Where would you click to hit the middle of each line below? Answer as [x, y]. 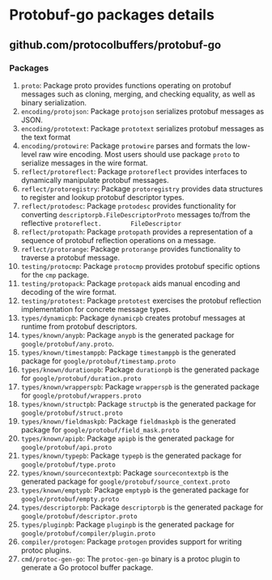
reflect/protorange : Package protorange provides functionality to [131, 249]
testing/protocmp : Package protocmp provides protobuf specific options [140, 266]
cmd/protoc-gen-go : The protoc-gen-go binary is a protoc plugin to [130, 559]
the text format [46, 137]
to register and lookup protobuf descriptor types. [102, 197]
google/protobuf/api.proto [66, 447]
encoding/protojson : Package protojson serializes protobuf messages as [142, 111]
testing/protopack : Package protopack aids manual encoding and [131, 283]
